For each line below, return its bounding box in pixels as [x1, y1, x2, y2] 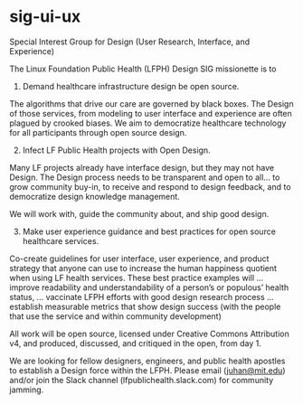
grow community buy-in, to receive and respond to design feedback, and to [9, 181, 291, 192]
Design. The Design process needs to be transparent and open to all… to [9, 172, 280, 183]
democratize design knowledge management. [9, 191, 181, 202]
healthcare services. [22, 235, 99, 246]
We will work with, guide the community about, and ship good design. [9, 208, 270, 219]
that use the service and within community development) [9, 310, 222, 322]
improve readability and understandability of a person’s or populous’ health [9, 282, 289, 293]
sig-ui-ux [9, 6, 81, 27]
